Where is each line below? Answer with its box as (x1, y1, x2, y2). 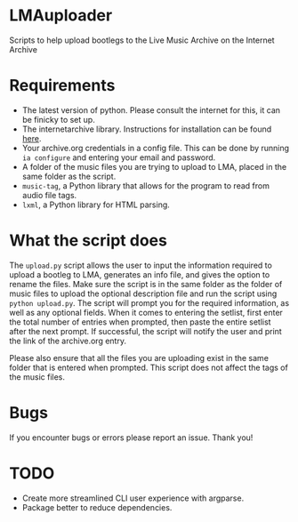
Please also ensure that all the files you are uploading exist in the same (9, 352, 270, 363)
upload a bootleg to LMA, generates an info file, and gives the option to (9, 269, 270, 280)
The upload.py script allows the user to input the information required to (9, 260, 273, 270)
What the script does (9, 230, 167, 251)
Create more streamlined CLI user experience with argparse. (21, 493, 245, 503)
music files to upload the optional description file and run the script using (9, 288, 278, 299)
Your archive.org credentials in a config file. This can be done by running (21, 142, 290, 153)
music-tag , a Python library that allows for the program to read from (21, 180, 270, 191)
